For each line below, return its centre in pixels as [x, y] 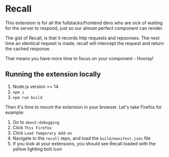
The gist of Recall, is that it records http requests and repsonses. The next [82, 38]
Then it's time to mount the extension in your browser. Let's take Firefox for [84, 107]
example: [15, 112]
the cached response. [28, 48]
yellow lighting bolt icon [37, 149]
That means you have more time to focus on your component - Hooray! [79, 58]
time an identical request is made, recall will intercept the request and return [85, 43]
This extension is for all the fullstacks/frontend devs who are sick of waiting [84, 23]
